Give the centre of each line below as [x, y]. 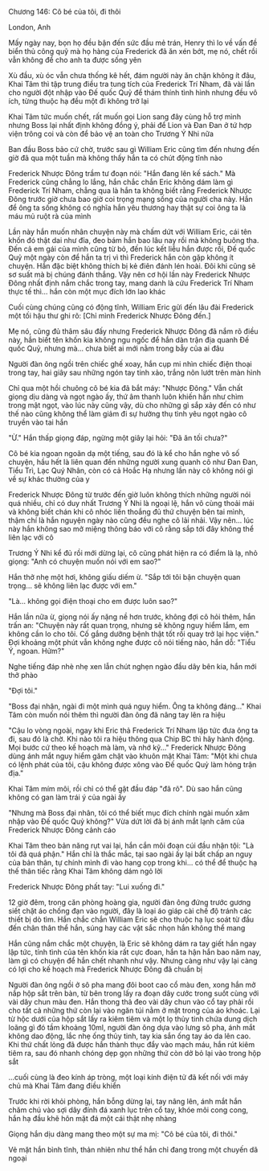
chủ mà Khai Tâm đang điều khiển [65, 1086]
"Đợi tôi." [23, 690]
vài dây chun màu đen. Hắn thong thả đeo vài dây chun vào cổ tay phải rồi [131, 1002]
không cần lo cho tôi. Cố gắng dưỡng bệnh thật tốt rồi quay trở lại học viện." [134, 634]
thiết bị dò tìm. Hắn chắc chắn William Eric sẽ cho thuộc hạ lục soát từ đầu [131, 919]
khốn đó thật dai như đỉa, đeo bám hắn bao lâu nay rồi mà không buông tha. [134, 240]
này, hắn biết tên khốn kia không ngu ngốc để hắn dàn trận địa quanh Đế [129, 340]
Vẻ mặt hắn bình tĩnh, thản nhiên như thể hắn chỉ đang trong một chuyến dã [133, 1150]
